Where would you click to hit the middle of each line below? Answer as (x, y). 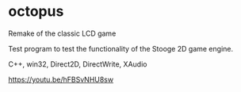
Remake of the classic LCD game (62, 33)
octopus (36, 11)
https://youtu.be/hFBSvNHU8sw (61, 79)
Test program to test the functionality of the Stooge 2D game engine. (121, 48)
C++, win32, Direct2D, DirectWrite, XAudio (78, 64)
